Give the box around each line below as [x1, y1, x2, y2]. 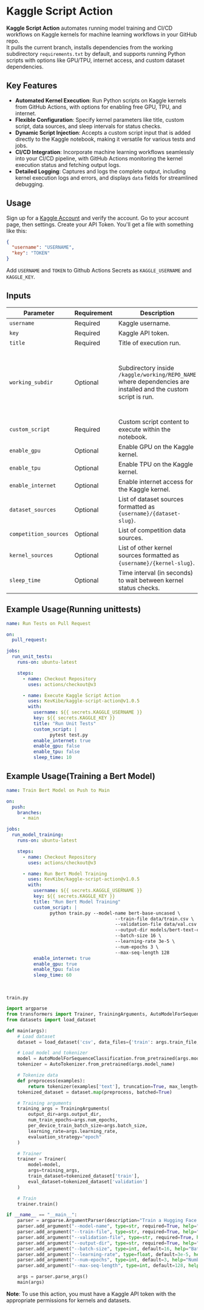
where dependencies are [118, 377, 190, 386]
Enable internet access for [118, 478, 193, 486]
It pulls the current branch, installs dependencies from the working [6, 44, 173, 51]
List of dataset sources [118, 495, 184, 503]
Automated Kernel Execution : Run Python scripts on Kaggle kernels [15, 96, 186, 104]
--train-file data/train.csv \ [115, 916, 194, 922]
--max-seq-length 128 [115, 950, 170, 956]
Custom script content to [118, 417, 189, 426]
